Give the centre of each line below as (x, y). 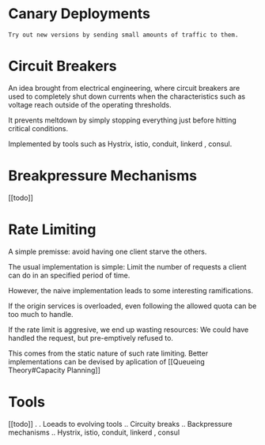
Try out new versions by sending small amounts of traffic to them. (123, 35)
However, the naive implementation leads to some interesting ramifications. (131, 290)
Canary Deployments (79, 14)
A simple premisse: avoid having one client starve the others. (108, 251)
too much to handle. (41, 314)
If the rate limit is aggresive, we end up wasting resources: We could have (129, 330)
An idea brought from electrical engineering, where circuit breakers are (124, 88)
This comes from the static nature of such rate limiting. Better (108, 353)
